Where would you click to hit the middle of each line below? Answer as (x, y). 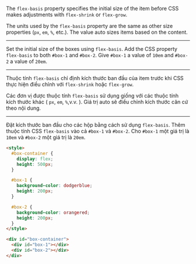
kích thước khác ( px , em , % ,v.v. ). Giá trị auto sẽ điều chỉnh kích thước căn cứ (97, 102)
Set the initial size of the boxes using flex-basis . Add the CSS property (92, 49)
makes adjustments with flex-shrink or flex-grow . (66, 15)
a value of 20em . (29, 61)
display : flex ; (35, 159)
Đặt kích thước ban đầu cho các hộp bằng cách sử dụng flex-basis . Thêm (96, 125)
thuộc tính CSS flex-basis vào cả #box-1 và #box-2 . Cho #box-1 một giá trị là (98, 131)
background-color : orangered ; (53, 213)
